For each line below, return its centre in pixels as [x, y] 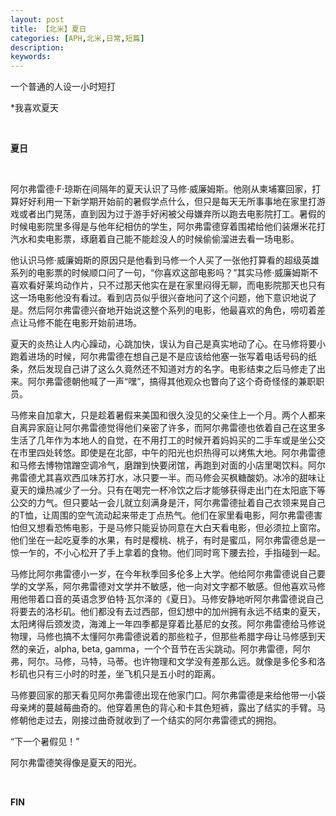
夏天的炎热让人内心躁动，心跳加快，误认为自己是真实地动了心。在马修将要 [163, 344]
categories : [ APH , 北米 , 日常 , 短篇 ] [77, 38]
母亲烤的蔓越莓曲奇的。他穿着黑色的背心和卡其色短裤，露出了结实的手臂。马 [168, 708]
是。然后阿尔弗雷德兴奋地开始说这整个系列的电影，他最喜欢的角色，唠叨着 [163, 310]
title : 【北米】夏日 [48, 29]
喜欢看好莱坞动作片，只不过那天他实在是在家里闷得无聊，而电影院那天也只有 [168, 285]
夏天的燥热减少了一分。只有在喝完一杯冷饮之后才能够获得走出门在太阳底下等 [168, 490]
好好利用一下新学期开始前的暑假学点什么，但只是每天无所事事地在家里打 [167, 202]
